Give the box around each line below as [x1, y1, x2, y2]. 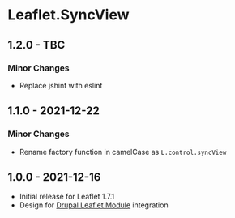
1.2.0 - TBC [7, 38, 66, 52]
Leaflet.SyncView [7, 6, 130, 24]
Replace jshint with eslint [19, 80, 103, 90]
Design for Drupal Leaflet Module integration [19, 200, 169, 210]
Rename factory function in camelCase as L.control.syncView [19, 147, 227, 156]
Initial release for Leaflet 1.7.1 [19, 192, 115, 202]
